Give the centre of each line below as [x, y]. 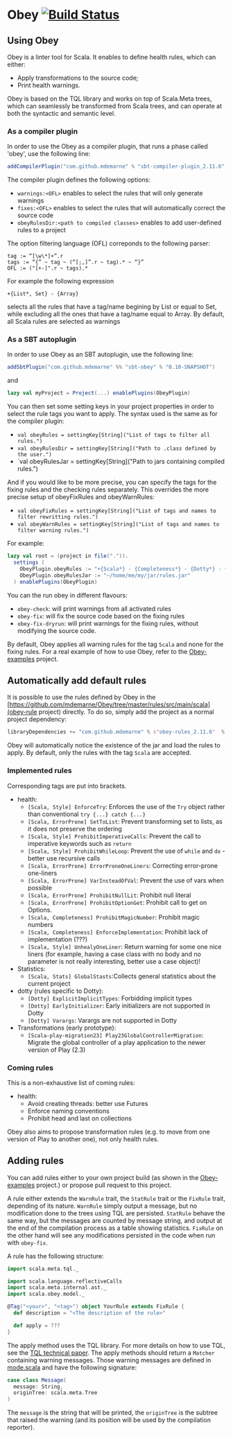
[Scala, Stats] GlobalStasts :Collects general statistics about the [122, 976]
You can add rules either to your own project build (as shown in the [103, 1177]
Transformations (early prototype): [67, 1028]
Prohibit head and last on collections [79, 1118]
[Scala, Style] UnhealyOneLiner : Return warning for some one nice [124, 946]
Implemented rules [40, 771]
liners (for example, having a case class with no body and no [114, 954]
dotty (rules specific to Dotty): [60, 991]
